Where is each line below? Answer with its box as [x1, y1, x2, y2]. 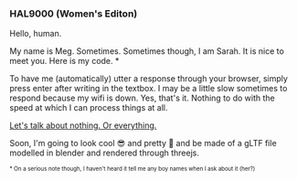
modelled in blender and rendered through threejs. [9, 147, 199, 158]
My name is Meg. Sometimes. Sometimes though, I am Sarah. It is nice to [9, 46, 285, 57]
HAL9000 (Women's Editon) [9, 7, 138, 20]
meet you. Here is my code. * [9, 56, 120, 67]
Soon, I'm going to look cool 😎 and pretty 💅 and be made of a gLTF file [9, 138, 277, 149]
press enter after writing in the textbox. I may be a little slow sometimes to [9, 83, 288, 94]
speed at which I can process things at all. [9, 102, 168, 113]
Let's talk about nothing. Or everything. [9, 120, 157, 131]
